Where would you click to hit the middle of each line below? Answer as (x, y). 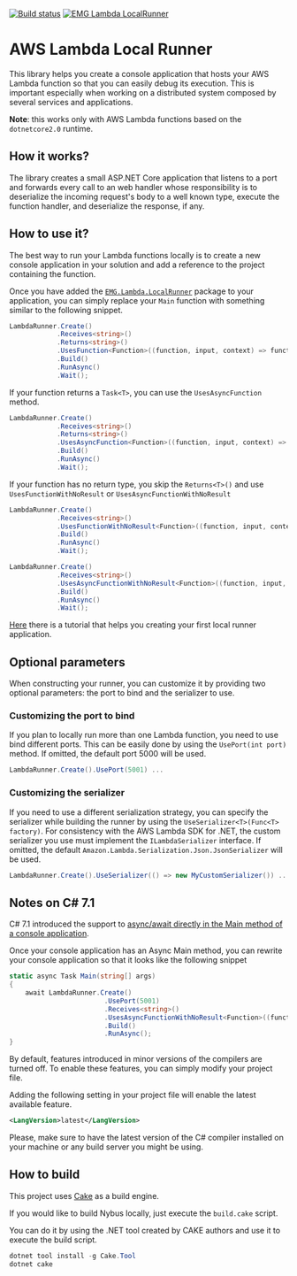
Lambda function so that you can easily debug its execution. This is (132, 83)
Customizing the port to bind (72, 716)
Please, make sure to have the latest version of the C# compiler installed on (147, 1138)
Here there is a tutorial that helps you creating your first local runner (133, 625)
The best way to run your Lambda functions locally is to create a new (135, 255)
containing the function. (53, 273)
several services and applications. (71, 102)
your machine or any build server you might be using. (106, 1147)
